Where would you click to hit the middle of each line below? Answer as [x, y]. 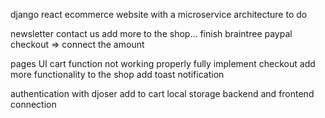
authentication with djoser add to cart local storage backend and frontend [162, 93]
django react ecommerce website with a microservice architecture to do [159, 14]
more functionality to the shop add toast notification [117, 74]
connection [33, 104]
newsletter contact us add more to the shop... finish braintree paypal [151, 33]
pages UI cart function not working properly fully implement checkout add [163, 63]
